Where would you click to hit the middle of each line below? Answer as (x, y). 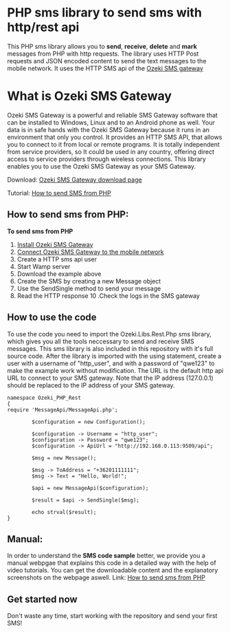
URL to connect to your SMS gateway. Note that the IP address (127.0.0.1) (111, 378)
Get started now (42, 599)
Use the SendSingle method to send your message (89, 288)
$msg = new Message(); (64, 458)
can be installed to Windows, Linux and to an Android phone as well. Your (111, 122)
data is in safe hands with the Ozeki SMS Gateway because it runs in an (108, 129)
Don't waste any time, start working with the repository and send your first (112, 616)
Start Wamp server (44, 266)
